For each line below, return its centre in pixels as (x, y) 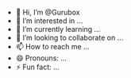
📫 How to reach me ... (52, 47)
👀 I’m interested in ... (49, 21)
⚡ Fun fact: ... (37, 67)
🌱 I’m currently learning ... (58, 29)
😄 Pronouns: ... (41, 58)
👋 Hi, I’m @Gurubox (48, 12)
